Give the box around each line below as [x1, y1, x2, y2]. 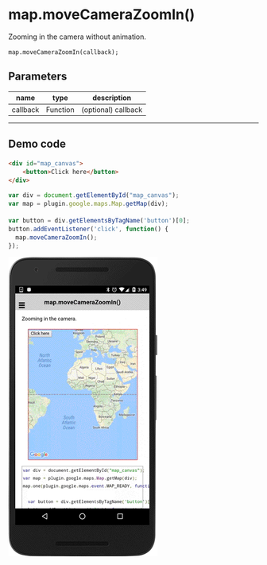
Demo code [8, 137, 66, 151]
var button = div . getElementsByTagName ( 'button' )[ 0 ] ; [8, 217, 191, 225]
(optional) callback [81, 105, 143, 114]
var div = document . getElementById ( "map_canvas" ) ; [8, 192, 180, 199]
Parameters [8, 70, 68, 83]
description [92, 93, 132, 103]
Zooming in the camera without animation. [8, 32, 147, 41]
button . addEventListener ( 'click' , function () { [8, 225, 169, 233]
